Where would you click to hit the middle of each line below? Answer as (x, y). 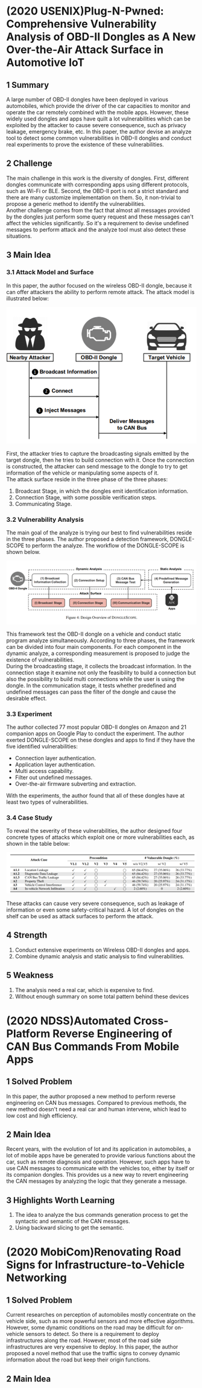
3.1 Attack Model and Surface (50, 272)
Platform (28, 1034)
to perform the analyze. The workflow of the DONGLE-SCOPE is (105, 545)
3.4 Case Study (30, 817)
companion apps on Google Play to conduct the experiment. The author (95, 733)
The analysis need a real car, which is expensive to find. (84, 990)
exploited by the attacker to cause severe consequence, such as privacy (96, 125)
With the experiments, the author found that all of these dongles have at (96, 795)
